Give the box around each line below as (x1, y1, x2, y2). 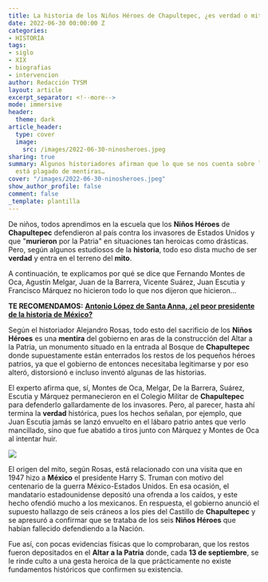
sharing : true (8, 152, 56, 160)
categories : (8, 26, 48, 34)
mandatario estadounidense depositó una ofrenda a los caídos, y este (8, 489, 238, 499)
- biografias (8, 64, 52, 72)
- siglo (8, 49, 34, 57)
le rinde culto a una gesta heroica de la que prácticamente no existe (8, 556, 232, 565)
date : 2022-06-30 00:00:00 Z (8, 19, 105, 27)
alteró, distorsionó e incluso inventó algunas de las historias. (8, 367, 207, 377)
